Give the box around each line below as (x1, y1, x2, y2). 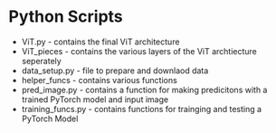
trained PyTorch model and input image (21, 93, 169, 105)
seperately (21, 55, 62, 66)
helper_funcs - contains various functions (21, 74, 177, 85)
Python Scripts (8, 6, 123, 27)
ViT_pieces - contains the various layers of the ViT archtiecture (21, 45, 257, 56)
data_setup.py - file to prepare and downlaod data (21, 65, 209, 76)
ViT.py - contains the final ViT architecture (21, 36, 180, 47)
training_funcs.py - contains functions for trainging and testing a (21, 103, 262, 114)
